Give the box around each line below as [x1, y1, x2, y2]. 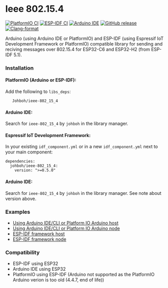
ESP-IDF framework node [12, 236, 66, 242]
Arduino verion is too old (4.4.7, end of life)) [12, 277, 105, 283]
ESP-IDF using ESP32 [12, 260, 59, 267]
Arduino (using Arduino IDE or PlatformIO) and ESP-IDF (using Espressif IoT [5, 35, 164, 41]
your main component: [5, 149, 53, 155]
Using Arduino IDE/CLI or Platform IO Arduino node [12, 225, 120, 231]
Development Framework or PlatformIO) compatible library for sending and [5, 40, 163, 47]
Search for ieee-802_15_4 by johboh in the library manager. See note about [5, 190, 162, 196]
